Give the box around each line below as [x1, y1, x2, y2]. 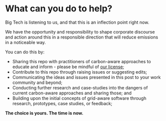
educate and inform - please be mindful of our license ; [12, 64, 124, 70]
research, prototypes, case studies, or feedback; [12, 100, 113, 106]
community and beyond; [12, 80, 63, 85]
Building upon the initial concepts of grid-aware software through [12, 95, 147, 101]
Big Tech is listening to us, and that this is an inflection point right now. [5, 19, 150, 25]
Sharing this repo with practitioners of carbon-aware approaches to [12, 58, 151, 64]
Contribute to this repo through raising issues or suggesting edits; [12, 69, 148, 75]
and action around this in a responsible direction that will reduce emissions [5, 34, 158, 40]
